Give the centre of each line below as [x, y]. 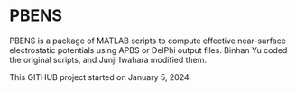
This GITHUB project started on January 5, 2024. [101, 77]
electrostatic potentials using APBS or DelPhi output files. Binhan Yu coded [148, 50]
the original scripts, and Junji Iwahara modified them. [108, 59]
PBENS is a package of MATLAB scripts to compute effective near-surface [148, 41]
